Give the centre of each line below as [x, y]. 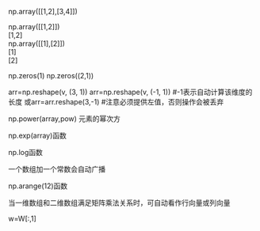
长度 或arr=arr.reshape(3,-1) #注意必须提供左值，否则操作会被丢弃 [116, 102]
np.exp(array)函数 [38, 135]
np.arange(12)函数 [38, 186]
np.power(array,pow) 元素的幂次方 [65, 119]
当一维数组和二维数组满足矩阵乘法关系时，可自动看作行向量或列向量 [119, 203]
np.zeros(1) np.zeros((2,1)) [51, 76]
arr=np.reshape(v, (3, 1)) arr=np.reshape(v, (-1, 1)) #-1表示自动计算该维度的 [130, 92]
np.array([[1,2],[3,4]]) [43, 11]
